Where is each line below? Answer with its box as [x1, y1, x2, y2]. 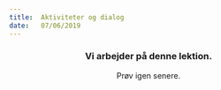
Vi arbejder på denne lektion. [85, 50, 212, 63]
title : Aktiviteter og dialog [9, 12, 125, 22]
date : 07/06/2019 [9, 21, 81, 30]
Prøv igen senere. [116, 70, 181, 80]
